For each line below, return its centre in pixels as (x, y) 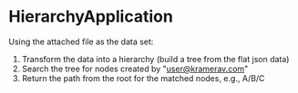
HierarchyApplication (91, 17)
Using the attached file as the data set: (81, 42)
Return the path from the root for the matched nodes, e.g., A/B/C (143, 78)
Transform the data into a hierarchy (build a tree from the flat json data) (155, 59)
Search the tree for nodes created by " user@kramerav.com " (135, 69)
